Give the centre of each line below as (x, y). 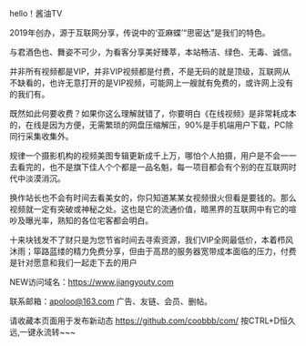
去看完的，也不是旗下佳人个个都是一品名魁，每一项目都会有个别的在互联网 (149, 167)
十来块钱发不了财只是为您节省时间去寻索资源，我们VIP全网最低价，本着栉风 (152, 240)
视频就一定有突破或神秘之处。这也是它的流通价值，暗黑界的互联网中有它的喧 (153, 209)
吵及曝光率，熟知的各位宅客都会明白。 (81, 220)
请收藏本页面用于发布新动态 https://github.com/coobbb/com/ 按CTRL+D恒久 (153, 321)
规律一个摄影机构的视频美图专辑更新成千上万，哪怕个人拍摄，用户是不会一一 (153, 156)
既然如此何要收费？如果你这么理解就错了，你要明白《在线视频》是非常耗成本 (153, 113)
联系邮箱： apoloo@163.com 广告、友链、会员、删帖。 (111, 301)
